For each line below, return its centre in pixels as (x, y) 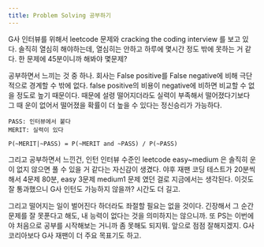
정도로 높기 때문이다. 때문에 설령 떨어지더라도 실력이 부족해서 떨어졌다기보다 (133, 95)
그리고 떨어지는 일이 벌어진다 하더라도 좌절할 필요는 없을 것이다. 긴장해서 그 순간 (131, 205)
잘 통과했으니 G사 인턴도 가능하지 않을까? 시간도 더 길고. (95, 189)
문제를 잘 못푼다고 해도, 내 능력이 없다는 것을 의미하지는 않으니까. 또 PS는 (121, 215)
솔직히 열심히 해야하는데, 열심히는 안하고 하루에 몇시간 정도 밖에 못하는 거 (131, 49)
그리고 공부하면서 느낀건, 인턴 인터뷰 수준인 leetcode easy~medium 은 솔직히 (128, 159)
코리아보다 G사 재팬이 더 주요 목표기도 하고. (75, 235)
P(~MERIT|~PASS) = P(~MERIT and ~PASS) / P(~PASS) (93, 144)
